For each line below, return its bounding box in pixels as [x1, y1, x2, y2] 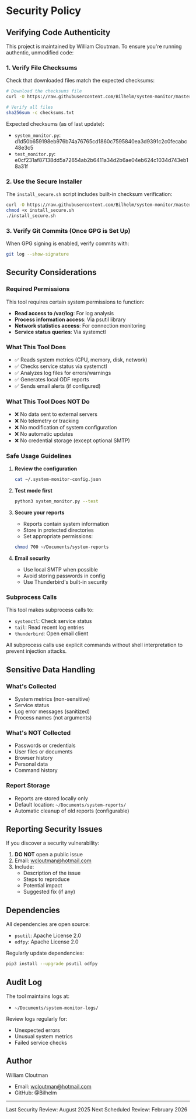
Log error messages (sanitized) [14, 708, 90, 715]
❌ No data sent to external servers [14, 411, 98, 418]
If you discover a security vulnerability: [6, 839, 100, 846]
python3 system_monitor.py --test [14, 498, 99, 504]
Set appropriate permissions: [23, 533, 93, 540]
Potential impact [23, 882, 62, 889]
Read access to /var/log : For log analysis [14, 309, 114, 316]
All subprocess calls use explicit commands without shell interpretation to [6, 642, 183, 649]
